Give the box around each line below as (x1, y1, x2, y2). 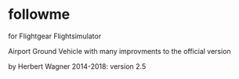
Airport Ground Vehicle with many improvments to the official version (8, 46, 231, 56)
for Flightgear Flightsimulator (8, 31, 102, 41)
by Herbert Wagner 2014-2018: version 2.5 (8, 61, 147, 71)
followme (8, 5, 71, 23)
